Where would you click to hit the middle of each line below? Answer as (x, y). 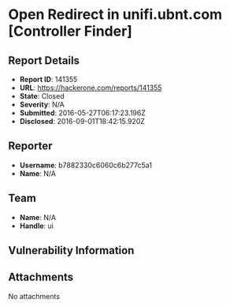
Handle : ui (36, 226)
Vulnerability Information (71, 251)
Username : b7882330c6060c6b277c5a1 (85, 165)
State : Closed (42, 96)
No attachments (34, 296)
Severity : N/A (42, 105)
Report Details (44, 60)
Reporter (30, 146)
